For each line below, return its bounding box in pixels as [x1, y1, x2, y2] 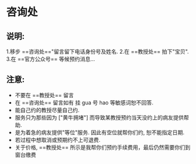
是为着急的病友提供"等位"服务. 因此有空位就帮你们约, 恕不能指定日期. [14, 129, 185, 136]
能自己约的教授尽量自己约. [14, 106, 79, 113]
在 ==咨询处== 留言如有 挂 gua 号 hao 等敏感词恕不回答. [14, 99, 154, 106]
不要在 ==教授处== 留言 [14, 91, 74, 98]
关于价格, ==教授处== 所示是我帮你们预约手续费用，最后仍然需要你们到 [14, 144, 191, 151]
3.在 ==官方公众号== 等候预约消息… [6, 55, 96, 63]
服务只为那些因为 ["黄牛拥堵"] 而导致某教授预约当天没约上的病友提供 [14, 114, 184, 121]
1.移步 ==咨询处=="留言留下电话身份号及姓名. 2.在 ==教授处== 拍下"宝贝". [6, 48, 189, 55]
